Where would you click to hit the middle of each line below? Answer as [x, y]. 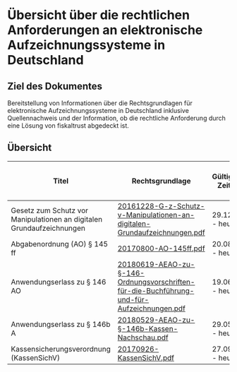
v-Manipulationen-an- [156, 215]
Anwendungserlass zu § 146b [61, 324]
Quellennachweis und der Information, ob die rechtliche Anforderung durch [116, 118]
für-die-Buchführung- [156, 291]
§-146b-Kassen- [148, 328]
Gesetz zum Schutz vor [50, 210]
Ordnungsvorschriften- [156, 282]
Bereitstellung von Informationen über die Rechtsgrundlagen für [100, 103]
